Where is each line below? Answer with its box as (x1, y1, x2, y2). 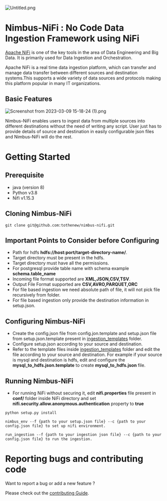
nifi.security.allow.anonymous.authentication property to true (12, 400, 144, 406)
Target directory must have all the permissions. (12, 260, 110, 266)
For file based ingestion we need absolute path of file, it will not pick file (12, 286, 161, 292)
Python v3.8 (12, 189, 37, 195)
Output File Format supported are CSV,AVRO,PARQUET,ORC (12, 281, 138, 287)
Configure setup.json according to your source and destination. (12, 341, 143, 347)
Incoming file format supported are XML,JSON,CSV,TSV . (12, 276, 131, 282)
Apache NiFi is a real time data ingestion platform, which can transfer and (5, 64, 156, 70)
